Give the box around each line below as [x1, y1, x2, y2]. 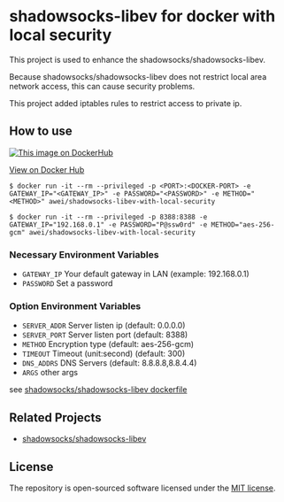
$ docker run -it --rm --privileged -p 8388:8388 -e [9, 212, 208, 221]
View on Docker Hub [9, 164, 85, 174]
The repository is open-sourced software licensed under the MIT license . [9, 483, 276, 493]
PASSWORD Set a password [21, 278, 113, 289]
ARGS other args [21, 367, 78, 378]
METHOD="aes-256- [211, 220, 275, 229]
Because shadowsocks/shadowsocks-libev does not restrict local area [9, 71, 267, 81]
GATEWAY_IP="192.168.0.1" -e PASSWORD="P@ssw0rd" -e [9, 220, 208, 229]
